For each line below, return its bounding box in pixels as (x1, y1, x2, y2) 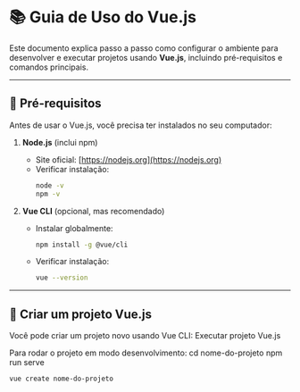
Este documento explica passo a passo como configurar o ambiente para (9, 42, 279, 54)
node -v (35, 180, 64, 190)
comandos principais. (9, 62, 89, 72)
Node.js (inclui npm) (21, 137, 98, 147)
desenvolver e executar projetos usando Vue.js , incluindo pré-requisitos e (9, 52, 283, 63)
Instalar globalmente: (35, 222, 113, 233)
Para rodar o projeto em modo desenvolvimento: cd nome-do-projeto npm (9, 347, 283, 358)
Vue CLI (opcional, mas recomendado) (21, 205, 165, 216)
